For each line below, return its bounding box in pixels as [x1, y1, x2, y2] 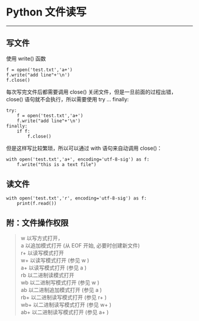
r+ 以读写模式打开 [20, 249, 64, 256]
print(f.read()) [17, 200, 57, 206]
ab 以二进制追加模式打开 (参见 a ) [20, 287, 102, 294]
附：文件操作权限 [6, 217, 69, 228]
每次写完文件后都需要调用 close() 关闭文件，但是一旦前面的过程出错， [6, 88, 176, 95]
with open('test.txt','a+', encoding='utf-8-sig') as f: [6, 156, 150, 162]
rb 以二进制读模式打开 [20, 272, 75, 279]
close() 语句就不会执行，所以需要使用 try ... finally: [6, 95, 129, 102]
